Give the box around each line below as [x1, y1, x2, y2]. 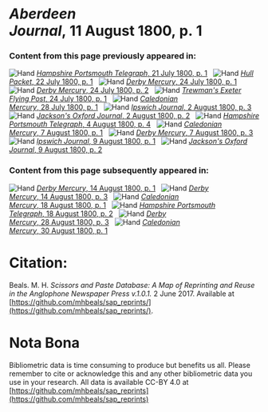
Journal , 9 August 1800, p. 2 [9, 145, 103, 154]
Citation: [9, 254, 68, 272]
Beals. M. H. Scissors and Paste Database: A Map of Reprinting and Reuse [9, 280, 255, 290]
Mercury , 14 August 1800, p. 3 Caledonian [9, 191, 179, 201]
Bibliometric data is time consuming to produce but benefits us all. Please [9, 360, 250, 370]
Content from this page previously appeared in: [9, 50, 196, 62]
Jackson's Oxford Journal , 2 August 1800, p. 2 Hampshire [36, 111, 260, 121]
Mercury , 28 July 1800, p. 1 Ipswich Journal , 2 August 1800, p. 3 [9, 102, 252, 112]
